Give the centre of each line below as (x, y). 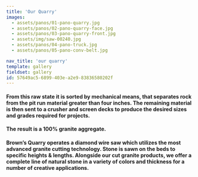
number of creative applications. (48, 168)
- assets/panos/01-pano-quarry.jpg (56, 23)
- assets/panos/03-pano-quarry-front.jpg (64, 34)
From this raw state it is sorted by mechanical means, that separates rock (99, 96)
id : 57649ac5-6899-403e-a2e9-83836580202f (60, 78)
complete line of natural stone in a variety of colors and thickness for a (95, 162)
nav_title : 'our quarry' (37, 61)
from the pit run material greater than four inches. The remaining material (99, 103)
